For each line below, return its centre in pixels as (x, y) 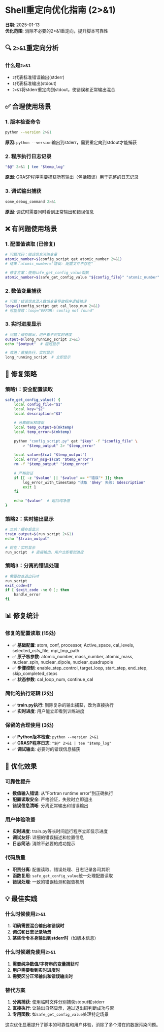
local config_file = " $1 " (38, 404)
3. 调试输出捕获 (23, 191)
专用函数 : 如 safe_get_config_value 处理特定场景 (61, 1014)
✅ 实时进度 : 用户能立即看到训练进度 (48, 711)
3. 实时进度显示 (23, 324)
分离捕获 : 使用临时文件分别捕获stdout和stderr (58, 1002)
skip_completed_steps (35, 673)
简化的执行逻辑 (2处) (30, 693)
